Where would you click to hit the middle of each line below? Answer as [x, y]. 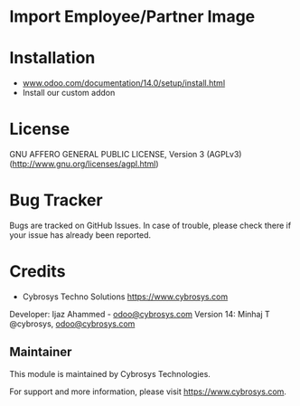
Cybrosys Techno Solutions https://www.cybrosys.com [125, 297]
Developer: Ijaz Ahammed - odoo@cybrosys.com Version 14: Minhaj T [140, 314]
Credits [37, 272]
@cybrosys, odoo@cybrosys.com [72, 324]
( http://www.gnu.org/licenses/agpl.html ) [84, 164]
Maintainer [41, 352]
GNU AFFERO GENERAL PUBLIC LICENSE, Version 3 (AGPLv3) [126, 155]
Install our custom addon [69, 93]
